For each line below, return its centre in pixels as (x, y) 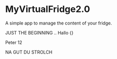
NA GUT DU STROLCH (29, 52)
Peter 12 (14, 42)
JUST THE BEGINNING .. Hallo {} (39, 32)
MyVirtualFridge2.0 (48, 9)
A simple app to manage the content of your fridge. (59, 23)
